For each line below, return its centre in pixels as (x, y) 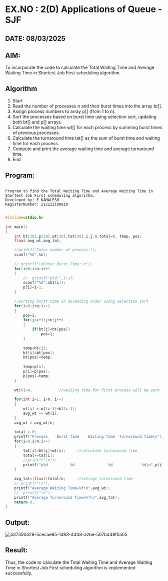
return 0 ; (24, 502)
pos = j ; (48, 334)
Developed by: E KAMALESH (32, 200)
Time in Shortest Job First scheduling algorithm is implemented (70, 567)
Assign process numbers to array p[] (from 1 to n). (64, 111)
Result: (16, 550)
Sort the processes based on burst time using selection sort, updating (84, 117)
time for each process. (35, 144)
